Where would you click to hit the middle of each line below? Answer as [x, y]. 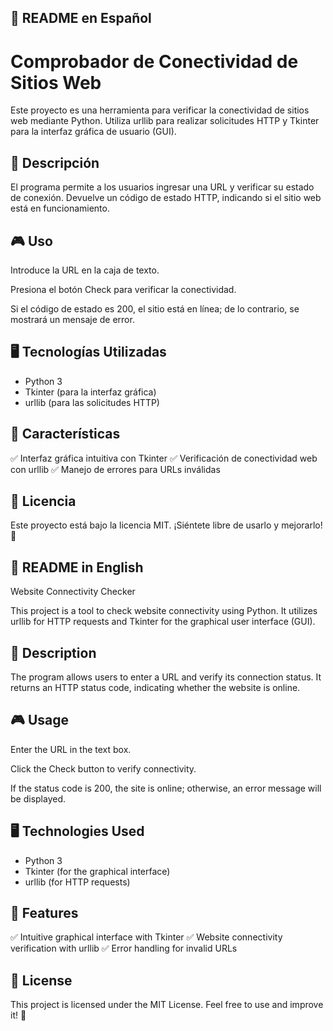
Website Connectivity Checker [73, 592]
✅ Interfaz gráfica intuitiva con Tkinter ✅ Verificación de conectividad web [164, 458]
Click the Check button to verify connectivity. [103, 768]
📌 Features [44, 913]
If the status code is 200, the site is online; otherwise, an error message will [166, 788]
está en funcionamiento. [60, 208]
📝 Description [53, 652]
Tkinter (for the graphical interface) [97, 871]
